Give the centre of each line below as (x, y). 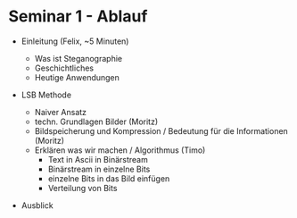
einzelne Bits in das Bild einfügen (109, 178)
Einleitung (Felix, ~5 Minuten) (75, 41)
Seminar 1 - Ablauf (78, 17)
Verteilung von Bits (82, 188)
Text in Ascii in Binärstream (98, 159)
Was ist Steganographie (78, 58)
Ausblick (37, 205)
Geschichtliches (64, 68)
